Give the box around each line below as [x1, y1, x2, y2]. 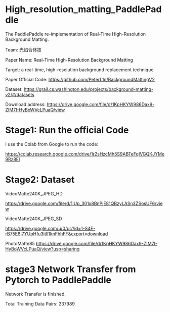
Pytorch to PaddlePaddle [5, 274, 111, 286]
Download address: [5, 101, 46, 107]
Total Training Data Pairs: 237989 [5, 300, 75, 306]
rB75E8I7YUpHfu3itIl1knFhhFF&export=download [5, 231, 108, 237]
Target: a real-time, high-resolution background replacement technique [5, 67, 154, 73]
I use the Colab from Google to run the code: [5, 141, 99, 147]
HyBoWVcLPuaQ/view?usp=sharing [5, 246, 80, 252]
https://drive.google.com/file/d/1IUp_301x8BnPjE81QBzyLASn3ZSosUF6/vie [5, 200, 163, 206]
